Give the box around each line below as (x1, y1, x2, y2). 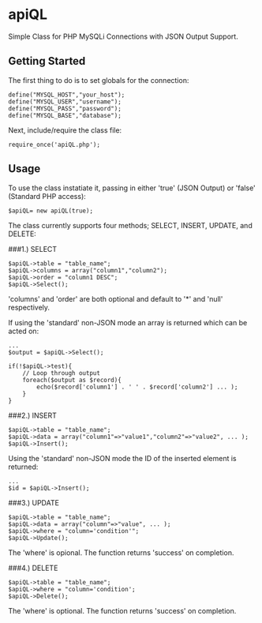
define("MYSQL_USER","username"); (8, 97, 122, 106)
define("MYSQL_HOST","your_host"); (8, 91, 125, 99)
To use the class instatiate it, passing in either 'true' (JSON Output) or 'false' (8, 183, 256, 193)
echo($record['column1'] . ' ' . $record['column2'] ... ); (36, 383, 238, 391)
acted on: (8, 326, 39, 336)
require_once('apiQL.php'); (8, 141, 101, 148)
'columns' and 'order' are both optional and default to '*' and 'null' (8, 294, 223, 303)
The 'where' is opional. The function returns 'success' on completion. (8, 547, 234, 557)
